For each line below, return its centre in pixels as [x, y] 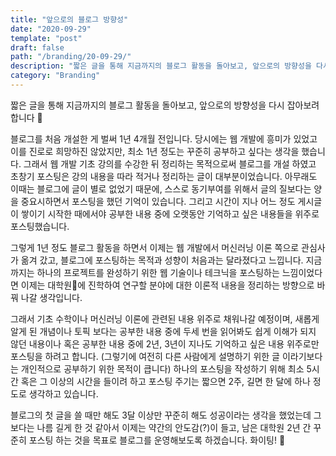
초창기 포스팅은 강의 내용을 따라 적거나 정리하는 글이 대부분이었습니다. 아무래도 [164, 176]
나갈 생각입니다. [51, 297]
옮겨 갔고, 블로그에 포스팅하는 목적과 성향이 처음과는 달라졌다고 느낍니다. [162, 260]
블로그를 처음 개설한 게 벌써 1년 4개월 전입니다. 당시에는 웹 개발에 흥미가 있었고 [164, 138]
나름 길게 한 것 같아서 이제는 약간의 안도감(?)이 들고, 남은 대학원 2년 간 [174, 427]
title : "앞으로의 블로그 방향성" [69, 19]
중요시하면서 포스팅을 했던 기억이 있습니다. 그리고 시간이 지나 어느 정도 [158, 201]
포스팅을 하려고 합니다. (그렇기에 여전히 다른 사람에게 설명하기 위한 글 [145, 356]
